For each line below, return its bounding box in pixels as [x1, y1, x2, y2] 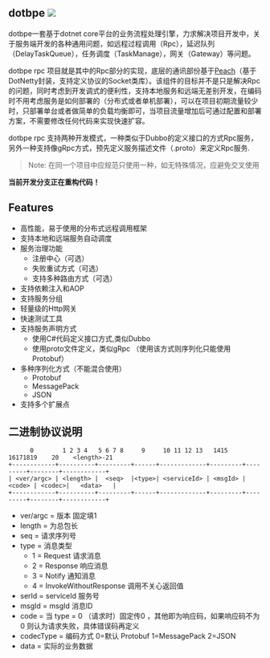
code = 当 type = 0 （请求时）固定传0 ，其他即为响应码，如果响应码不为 [19, 611, 260, 621]
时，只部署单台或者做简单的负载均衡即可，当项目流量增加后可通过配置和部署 [8, 106, 262, 116]
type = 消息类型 [19, 541, 72, 550]
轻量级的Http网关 [19, 303, 78, 313]
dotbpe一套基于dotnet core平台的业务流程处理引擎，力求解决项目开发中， [8, 28, 253, 39]
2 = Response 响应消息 [31, 561, 108, 571]
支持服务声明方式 [19, 323, 77, 333]
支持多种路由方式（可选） [31, 273, 117, 283]
